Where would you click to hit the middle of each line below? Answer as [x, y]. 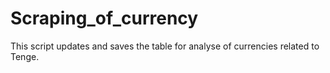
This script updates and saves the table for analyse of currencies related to [165, 46]
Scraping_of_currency [104, 18]
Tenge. [25, 56]
